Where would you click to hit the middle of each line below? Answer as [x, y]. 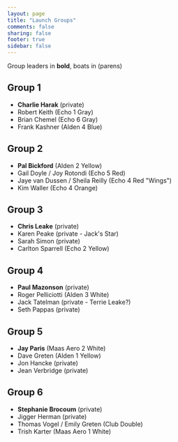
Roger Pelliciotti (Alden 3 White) [63, 295]
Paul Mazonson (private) [53, 287]
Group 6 [25, 392]
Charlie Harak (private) [51, 105]
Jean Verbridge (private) [53, 371]
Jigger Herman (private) [52, 416]
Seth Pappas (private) [49, 310]
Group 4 [25, 270]
